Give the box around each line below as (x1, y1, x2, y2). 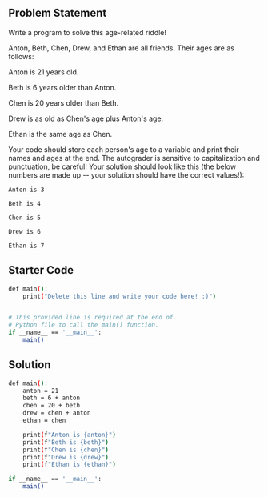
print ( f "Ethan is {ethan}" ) (22, 460, 116, 469)
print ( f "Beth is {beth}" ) (22, 438, 110, 447)
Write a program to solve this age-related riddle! (8, 27, 166, 37)
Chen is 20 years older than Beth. (8, 98, 119, 107)
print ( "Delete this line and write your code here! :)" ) (22, 292, 217, 300)
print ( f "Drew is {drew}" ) (22, 453, 110, 461)
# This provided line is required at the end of (8, 314, 174, 322)
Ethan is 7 (8, 242, 45, 250)
